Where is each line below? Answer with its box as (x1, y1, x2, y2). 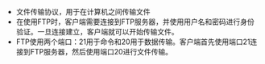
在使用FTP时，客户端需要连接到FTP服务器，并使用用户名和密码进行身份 (15, 17, 255, 26)
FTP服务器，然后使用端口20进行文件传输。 (30, 47, 173, 56)
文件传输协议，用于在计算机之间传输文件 (15, 7, 151, 16)
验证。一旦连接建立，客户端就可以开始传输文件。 (15, 27, 179, 36)
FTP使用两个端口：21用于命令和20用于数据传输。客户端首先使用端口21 (15, 37, 251, 46)
